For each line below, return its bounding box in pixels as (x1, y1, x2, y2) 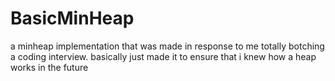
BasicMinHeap (10, 7, 135, 30)
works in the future (10, 61, 89, 73)
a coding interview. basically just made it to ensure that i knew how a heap (10, 50, 317, 62)
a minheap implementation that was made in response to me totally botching (10, 40, 325, 52)
